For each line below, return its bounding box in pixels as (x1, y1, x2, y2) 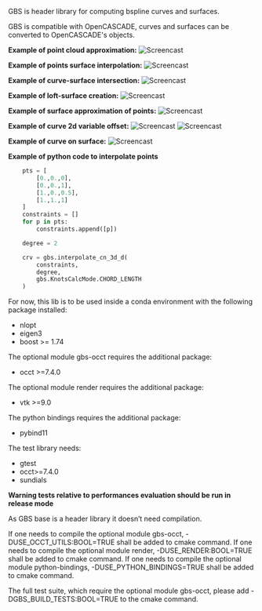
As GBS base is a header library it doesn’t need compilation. (8, 514, 202, 524)
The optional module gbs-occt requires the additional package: (8, 352, 213, 362)
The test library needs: (8, 443, 82, 453)
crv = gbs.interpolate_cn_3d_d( (22, 253, 128, 261)
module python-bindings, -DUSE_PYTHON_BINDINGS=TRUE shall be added (8, 562, 254, 572)
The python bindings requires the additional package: (8, 413, 181, 423)
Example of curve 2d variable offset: (8, 122, 129, 130)
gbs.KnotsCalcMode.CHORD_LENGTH (36, 275, 143, 283)
